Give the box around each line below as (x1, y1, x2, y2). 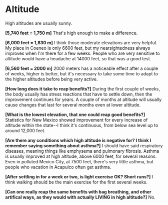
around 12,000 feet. (5, 127, 46, 134)
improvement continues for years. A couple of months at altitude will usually (5, 96, 162, 102)
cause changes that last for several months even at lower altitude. (5, 101, 141, 108)
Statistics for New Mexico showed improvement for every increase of (5, 117, 148, 123)
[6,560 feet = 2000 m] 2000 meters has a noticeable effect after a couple (5, 65, 158, 71)
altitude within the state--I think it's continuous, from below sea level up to (5, 122, 158, 128)
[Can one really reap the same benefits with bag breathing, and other (5, 188, 151, 194)
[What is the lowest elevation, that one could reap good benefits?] (5, 112, 145, 118)
